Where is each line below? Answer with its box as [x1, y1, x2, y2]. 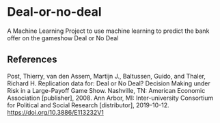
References [7, 54, 57, 66]
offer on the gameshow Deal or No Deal [7, 33, 119, 42]
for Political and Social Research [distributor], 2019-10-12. [7, 100, 169, 109]
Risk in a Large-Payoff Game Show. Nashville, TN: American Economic [7, 86, 206, 94]
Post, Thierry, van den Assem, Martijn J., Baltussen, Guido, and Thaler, [7, 72, 206, 80]
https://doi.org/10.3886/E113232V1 [7, 108, 105, 116]
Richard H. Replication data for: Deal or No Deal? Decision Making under [7, 79, 210, 87]
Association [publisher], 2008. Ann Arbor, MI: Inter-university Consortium [7, 94, 214, 102]
